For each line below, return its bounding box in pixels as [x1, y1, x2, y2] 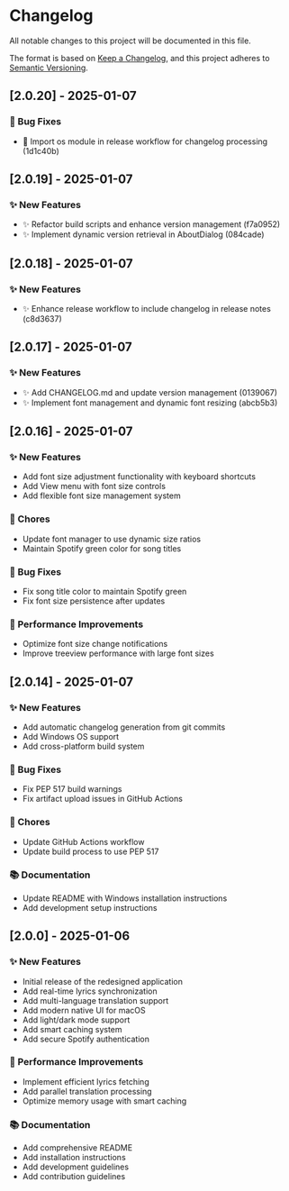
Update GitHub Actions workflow [22, 836, 145, 847]
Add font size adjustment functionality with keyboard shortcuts [22, 471, 257, 482]
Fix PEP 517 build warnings [22, 784, 122, 795]
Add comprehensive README [22, 1142, 133, 1153]
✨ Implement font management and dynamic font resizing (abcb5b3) [22, 397, 278, 408]
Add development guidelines [22, 1161, 129, 1172]
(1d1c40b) [22, 145, 60, 156]
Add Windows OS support [22, 731, 120, 741]
